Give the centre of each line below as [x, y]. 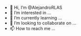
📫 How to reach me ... [32, 28]
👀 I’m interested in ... [30, 13]
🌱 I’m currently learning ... [36, 18]
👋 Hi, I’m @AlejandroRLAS [36, 8]
